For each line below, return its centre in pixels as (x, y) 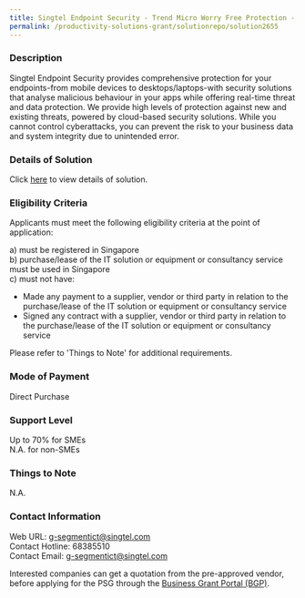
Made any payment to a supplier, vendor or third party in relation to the (155, 297)
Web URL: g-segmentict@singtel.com (80, 536)
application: (31, 232)
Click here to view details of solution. (79, 179)
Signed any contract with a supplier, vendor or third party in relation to (154, 316)
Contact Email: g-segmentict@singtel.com (89, 555)
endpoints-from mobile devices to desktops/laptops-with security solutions (151, 87)
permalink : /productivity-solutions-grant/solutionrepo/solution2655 (144, 26)
